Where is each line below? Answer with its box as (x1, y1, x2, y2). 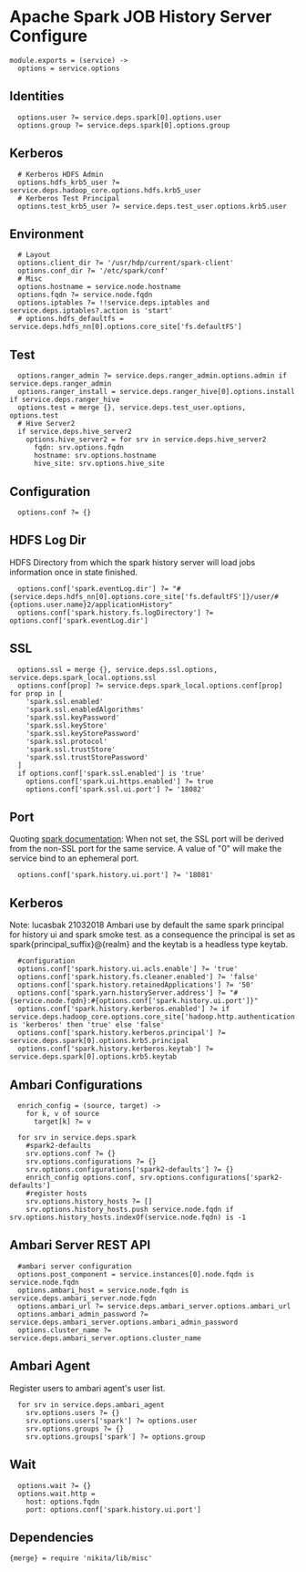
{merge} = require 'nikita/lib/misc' (9, 1554, 153, 1563)
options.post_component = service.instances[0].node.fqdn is (17, 1269, 255, 1278)
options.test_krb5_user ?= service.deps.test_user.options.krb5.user (17, 202, 287, 211)
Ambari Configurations (9, 1077, 143, 1092)
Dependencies (9, 1529, 94, 1545)
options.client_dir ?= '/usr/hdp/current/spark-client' (17, 258, 234, 268)
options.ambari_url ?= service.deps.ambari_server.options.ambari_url (17, 1301, 291, 1310)
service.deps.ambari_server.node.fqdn (9, 1293, 157, 1303)
